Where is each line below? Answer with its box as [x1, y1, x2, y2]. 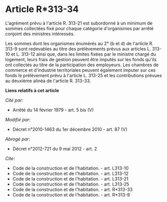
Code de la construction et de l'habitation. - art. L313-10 [12, 165, 129, 171]
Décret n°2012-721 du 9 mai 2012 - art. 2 [12, 145, 97, 151]
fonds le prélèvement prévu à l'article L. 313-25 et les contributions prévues [5, 72, 162, 78]
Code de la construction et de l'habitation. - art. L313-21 [12, 175, 129, 181]
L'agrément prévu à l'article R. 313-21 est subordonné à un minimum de [5, 20, 153, 26]
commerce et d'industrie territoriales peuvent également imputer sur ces [5, 67, 156, 73]
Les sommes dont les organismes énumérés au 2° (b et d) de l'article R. [5, 40, 154, 46]
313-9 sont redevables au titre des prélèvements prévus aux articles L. [5, 46, 151, 52]
